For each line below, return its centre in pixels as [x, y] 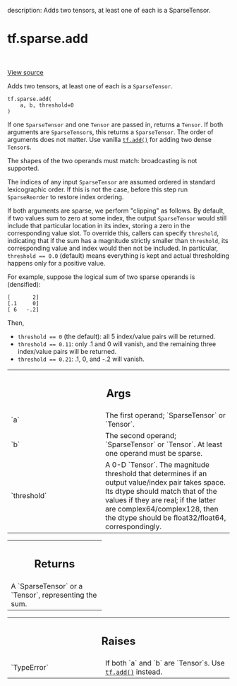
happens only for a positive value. [56, 263]
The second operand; [141, 436]
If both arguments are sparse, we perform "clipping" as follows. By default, [116, 211]
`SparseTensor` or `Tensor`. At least [164, 444]
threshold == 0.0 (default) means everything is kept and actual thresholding [118, 255]
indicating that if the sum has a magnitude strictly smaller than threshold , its [118, 240]
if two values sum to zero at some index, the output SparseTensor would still [117, 218]
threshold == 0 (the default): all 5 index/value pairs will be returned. [116, 336]
